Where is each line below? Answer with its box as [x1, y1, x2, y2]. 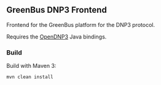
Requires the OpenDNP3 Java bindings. [6, 33, 107, 40]
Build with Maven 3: [6, 62, 57, 70]
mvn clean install [6, 74, 53, 80]
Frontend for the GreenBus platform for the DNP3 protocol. [6, 21, 155, 28]
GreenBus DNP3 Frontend [6, 5, 108, 15]
